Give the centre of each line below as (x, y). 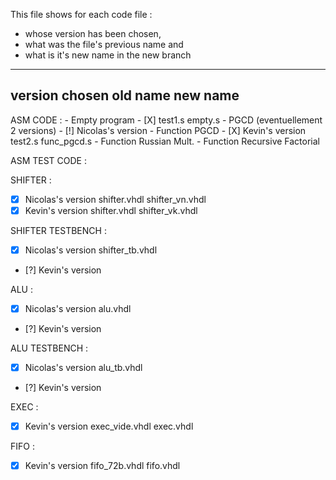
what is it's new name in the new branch (108, 55)
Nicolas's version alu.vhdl (78, 308)
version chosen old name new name (125, 95)
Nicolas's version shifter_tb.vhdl (91, 250)
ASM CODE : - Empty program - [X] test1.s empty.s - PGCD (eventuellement (166, 120)
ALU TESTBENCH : (49, 348)
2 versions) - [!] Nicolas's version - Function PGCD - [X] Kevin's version (158, 130)
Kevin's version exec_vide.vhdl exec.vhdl (109, 426)
